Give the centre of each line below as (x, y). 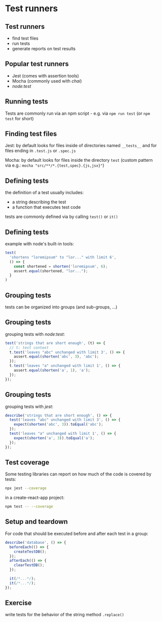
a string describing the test (39, 202)
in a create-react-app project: (35, 498)
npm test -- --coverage (29, 507)
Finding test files (31, 134)
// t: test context (29, 347)
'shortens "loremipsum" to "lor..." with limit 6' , (63, 257)
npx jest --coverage (26, 488)
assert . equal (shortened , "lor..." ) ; (51, 271)
